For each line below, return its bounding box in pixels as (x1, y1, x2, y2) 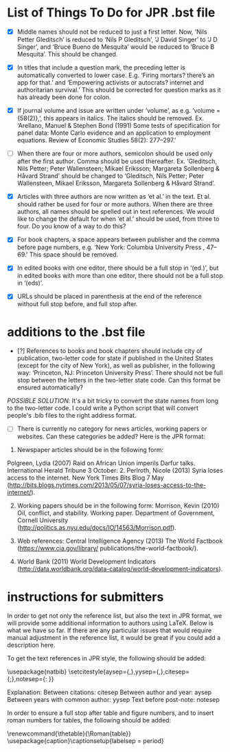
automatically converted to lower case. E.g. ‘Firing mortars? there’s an (16, 71, 215, 80)
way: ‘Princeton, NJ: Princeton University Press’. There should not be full (16, 369, 223, 377)
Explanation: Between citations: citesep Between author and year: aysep (7, 688, 212, 696)
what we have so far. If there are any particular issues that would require (7, 626, 212, 634)
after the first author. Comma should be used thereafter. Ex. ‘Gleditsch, (16, 157, 218, 166)
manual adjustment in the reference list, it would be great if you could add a (7, 634, 221, 642)
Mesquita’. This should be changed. (16, 50, 118, 58)
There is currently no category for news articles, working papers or (16, 425, 207, 433)
